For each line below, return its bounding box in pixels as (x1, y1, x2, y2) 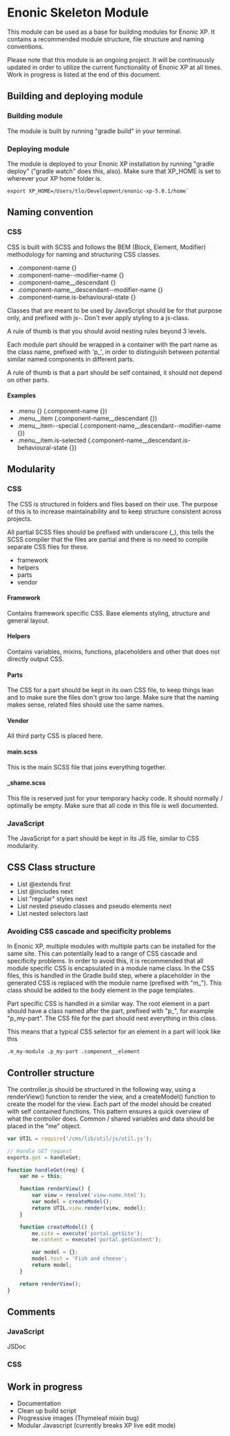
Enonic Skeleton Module (7, 5, 149, 21)
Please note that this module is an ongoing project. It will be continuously (7, 55, 215, 63)
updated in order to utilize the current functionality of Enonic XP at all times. (7, 63, 222, 71)
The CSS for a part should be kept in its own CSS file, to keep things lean (7, 686, 214, 694)
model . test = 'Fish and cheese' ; (32, 1255, 128, 1262)
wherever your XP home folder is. (7, 174, 103, 182)
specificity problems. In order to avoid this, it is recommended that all (7, 957, 204, 965)
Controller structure (7, 1067, 95, 1079)
